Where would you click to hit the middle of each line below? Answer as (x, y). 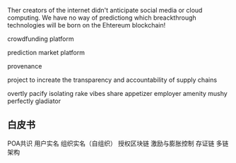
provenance (25, 66)
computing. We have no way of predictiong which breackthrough (102, 18)
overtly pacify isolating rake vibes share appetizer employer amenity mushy (117, 93)
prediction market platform (46, 53)
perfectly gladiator (34, 101)
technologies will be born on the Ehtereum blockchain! (87, 25)
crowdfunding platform (41, 39)
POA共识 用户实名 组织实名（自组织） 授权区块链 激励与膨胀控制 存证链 (111, 143)
